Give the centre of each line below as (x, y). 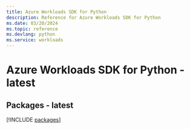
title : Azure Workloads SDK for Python (57, 12)
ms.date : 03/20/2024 (32, 23)
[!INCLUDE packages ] (34, 120)
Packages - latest (40, 105)
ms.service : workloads (35, 40)
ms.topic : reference (32, 29)
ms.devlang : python (31, 35)
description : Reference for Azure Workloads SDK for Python (84, 18)
